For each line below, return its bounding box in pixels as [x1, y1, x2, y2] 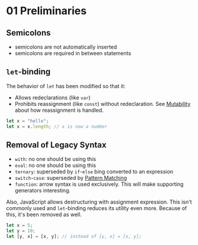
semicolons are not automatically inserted [14, 43, 117, 50]
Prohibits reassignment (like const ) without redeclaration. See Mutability [14, 100, 191, 107]
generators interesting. [14, 187, 71, 194]
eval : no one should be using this [14, 162, 97, 169]
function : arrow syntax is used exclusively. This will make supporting [14, 180, 184, 188]
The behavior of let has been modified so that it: [6, 82, 126, 89]
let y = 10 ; [6, 228, 36, 234]
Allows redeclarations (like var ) [14, 94, 91, 101]
